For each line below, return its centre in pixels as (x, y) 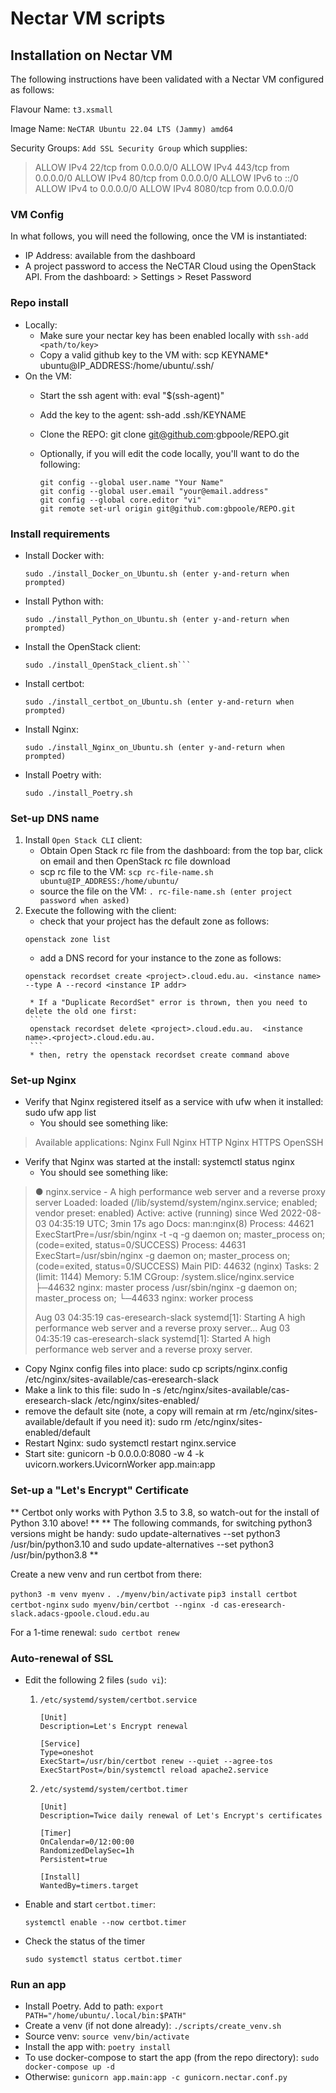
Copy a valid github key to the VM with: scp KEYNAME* (154, 354)
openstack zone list (67, 940)
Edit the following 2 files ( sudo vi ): (95, 1680)
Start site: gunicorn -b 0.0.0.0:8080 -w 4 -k (114, 1454)
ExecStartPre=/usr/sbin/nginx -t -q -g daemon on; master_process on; (180, 1234)
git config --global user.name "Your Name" (132, 482)
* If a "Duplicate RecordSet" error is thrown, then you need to (168, 1003)
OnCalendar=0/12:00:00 (87, 1842)
